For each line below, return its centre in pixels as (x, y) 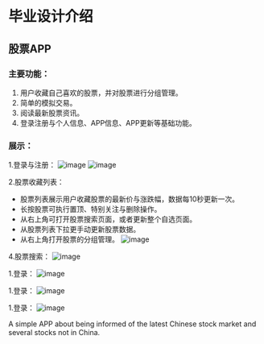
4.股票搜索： (29, 257)
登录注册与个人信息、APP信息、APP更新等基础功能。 (108, 122)
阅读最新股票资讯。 (52, 113)
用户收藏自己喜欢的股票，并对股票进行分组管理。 (101, 93)
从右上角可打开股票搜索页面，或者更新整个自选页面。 (108, 219)
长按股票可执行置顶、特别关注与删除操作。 (91, 209)
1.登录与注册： (32, 165)
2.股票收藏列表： (36, 182)
